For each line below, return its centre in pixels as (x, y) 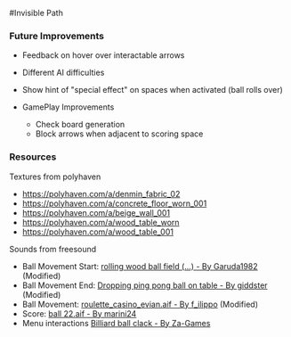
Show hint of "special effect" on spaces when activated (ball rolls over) (152, 90)
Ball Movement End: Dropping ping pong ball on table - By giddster (145, 285)
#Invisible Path (36, 13)
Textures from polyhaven (55, 177)
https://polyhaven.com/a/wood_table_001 (97, 232)
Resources (33, 157)
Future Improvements (57, 36)
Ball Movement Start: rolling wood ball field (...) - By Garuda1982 (140, 266)
